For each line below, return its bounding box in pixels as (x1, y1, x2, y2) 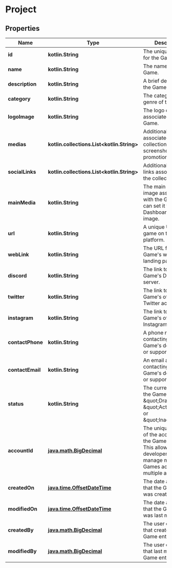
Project (5, 4, 37, 15)
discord (8, 272, 27, 279)
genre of (143, 98, 164, 106)
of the (143, 431, 158, 438)
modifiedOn (8, 505, 37, 512)
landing (143, 257, 161, 265)
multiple (143, 470, 163, 476)
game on (143, 230, 165, 237)
